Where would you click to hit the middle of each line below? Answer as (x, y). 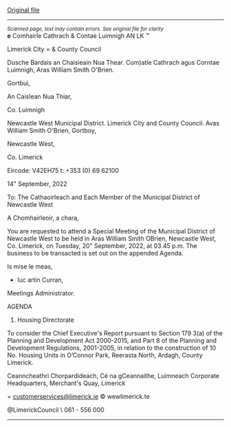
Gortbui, (19, 83)
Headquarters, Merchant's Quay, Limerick (66, 383)
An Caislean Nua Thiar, (40, 96)
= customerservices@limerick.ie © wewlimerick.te (78, 396)
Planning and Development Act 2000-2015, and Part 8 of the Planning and (112, 341)
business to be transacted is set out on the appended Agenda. (95, 253)
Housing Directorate (45, 320)
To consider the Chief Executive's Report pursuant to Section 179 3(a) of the (115, 333)
